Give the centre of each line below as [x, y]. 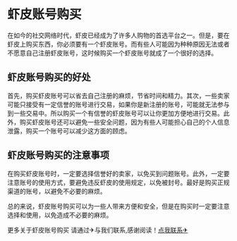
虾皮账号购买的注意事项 [58, 155]
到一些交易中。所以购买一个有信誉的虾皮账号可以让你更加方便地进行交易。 [115, 113]
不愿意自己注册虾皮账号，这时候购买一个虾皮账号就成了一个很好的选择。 [112, 53]
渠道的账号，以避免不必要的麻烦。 [57, 191]
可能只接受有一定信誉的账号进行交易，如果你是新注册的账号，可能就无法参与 [119, 104]
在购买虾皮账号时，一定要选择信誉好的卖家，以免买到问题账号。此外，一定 [115, 173]
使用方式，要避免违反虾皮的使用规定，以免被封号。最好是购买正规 [134, 182]
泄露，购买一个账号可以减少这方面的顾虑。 [69, 130]
